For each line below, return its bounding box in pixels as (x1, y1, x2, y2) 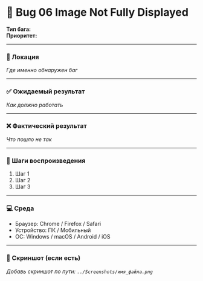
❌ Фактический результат (6, 122, 88, 130)
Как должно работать (6, 101, 63, 108)
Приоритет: (6, 31, 37, 39)
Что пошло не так (6, 136, 53, 143)
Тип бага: (6, 25, 31, 33)
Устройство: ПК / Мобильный (14, 226, 91, 234)
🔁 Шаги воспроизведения (6, 156, 86, 165)
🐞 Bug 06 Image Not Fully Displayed (6, 5, 189, 19)
